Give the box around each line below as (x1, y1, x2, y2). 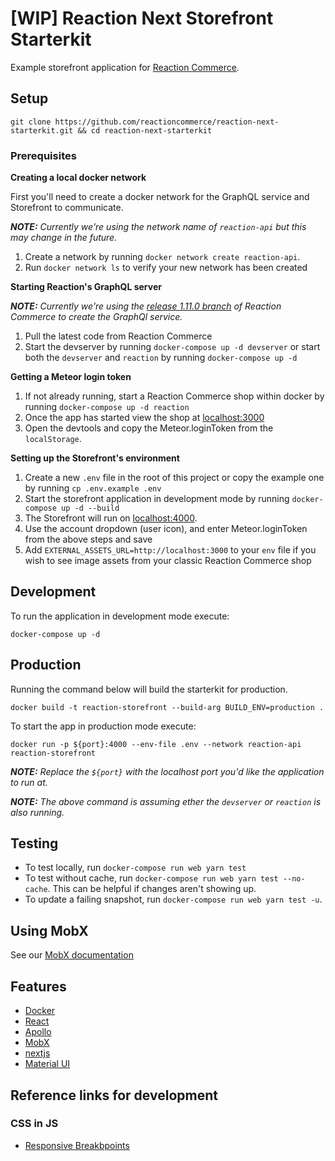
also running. (10, 806, 65, 818)
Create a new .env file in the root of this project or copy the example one (24, 472, 325, 484)
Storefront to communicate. (10, 202, 124, 214)
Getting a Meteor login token (10, 371, 132, 383)
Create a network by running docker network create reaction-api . (24, 251, 301, 263)
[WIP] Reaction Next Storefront (10, 7, 274, 30)
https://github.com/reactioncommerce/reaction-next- (54, 117, 280, 127)
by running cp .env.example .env (24, 482, 162, 494)
